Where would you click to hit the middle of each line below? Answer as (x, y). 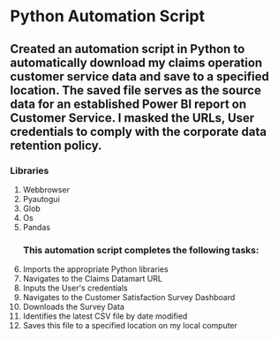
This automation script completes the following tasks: (141, 250)
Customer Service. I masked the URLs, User (132, 118)
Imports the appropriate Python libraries (95, 269)
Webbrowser (46, 189)
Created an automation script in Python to (128, 49)
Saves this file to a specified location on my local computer (130, 326)
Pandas (37, 227)
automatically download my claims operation (136, 62)
